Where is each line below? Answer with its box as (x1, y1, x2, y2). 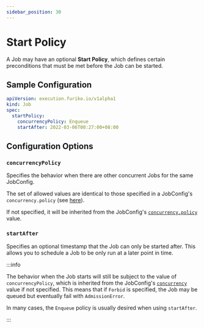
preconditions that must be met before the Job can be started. (6, 62, 164, 69)
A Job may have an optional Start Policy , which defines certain (6, 56, 166, 63)
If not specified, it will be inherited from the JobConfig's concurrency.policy (6, 208, 198, 216)
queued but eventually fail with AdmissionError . (6, 292, 125, 299)
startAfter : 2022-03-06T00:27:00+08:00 (17, 124, 119, 130)
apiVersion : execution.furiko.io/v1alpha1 (6, 96, 116, 102)
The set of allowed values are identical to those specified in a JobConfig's (6, 190, 193, 197)
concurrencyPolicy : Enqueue (17, 118, 89, 125)
